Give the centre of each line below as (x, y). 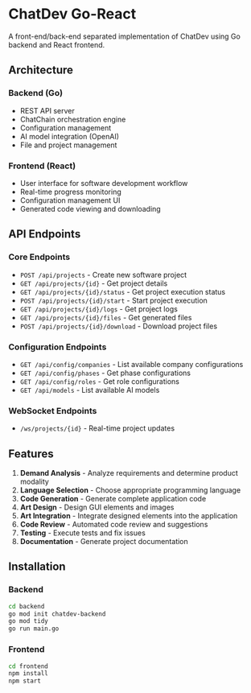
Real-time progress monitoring (71, 192)
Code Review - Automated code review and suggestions (114, 525)
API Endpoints (45, 234)
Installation (37, 567)
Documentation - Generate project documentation (104, 542)
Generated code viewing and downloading (90, 208)
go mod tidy (28, 621)
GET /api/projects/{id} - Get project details (94, 283)
